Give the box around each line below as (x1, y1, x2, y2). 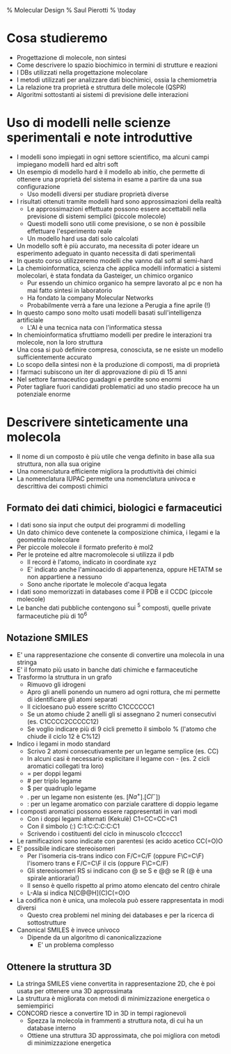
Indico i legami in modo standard (16, 739, 111, 748)
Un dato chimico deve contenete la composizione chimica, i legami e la (16, 528, 221, 536)
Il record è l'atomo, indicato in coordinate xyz (26, 557, 157, 566)
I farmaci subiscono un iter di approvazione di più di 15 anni (16, 368, 187, 376)
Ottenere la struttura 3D (6, 961, 112, 972)
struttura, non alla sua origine (16, 460, 102, 468)
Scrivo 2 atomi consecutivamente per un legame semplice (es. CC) (26, 746, 219, 755)
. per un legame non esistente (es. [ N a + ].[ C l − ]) (26, 791, 161, 801)
